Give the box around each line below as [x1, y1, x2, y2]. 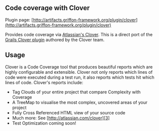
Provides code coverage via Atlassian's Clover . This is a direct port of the [5, 31, 153, 37]
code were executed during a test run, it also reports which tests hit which [5, 74, 155, 80]
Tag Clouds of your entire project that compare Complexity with [12, 89, 141, 95]
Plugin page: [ [5, 17, 33, 22]
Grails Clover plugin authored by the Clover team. [5, 37, 105, 43]
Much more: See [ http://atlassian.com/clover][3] [12, 115, 110, 121]
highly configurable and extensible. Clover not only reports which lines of [5, 69, 153, 75]
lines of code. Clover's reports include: [5, 79, 83, 85]
